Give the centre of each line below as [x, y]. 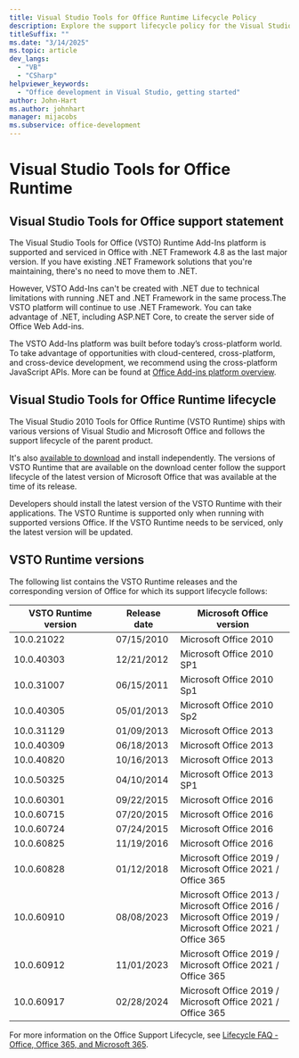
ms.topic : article [43, 51]
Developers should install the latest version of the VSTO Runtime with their [146, 503]
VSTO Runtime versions [77, 560]
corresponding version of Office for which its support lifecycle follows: [138, 591]
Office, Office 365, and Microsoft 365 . [79, 1044]
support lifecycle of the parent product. [81, 440]
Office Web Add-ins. [47, 326]
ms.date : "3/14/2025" [49, 42]
